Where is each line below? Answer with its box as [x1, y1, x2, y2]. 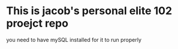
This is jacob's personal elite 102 [6, 4, 173, 18]
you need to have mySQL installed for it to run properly [6, 36, 142, 43]
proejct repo [6, 17, 69, 30]
